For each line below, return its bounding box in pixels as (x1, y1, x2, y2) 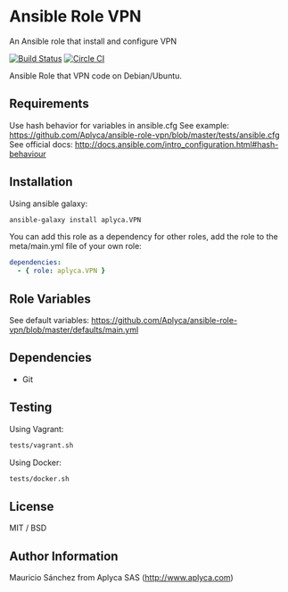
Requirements (9, 96, 89, 112)
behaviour (9, 148, 46, 159)
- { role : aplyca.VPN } (17, 266, 105, 276)
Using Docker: (9, 457, 62, 468)
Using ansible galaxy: (9, 198, 88, 209)
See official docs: (9, 138, 73, 149)
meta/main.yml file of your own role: (9, 241, 143, 252)
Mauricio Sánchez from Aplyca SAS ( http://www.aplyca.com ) (9, 572, 234, 582)
